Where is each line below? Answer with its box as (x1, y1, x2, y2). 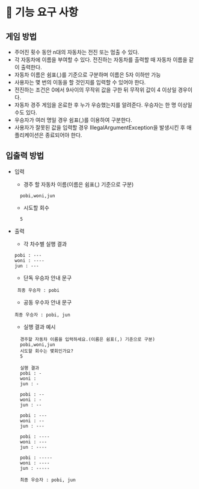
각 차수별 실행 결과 (23, 240, 67, 247)
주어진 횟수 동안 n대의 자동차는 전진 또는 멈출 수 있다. (14, 49, 139, 55)
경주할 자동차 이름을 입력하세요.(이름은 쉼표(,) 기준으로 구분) (20, 336, 156, 342)
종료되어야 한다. (45, 131, 82, 139)
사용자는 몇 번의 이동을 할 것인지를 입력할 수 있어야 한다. (14, 79, 146, 86)
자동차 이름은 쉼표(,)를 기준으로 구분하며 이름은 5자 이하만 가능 (14, 71, 161, 78)
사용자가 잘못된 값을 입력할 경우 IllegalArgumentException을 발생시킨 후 (14, 124, 186, 131)
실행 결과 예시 (23, 323, 56, 330)
